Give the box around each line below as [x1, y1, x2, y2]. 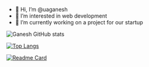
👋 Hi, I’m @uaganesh [15, 6, 68, 13]
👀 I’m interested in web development [15, 12, 107, 19]
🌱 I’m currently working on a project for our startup [15, 19, 144, 26]
